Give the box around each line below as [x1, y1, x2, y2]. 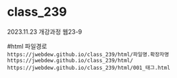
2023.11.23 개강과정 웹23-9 [7, 27, 82, 36]
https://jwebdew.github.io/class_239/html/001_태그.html [7, 64, 170, 71]
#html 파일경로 [7, 42, 47, 50]
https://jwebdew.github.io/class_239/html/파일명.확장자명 [7, 51, 169, 58]
